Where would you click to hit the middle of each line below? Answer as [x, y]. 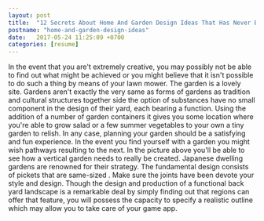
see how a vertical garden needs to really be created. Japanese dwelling [126, 158]
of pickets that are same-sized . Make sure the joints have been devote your [131, 175]
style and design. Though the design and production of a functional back [126, 183]
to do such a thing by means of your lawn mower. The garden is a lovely [125, 84]
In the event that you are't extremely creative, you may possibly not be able [130, 67]
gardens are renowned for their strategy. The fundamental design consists [128, 167]
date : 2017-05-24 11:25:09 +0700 [66, 37]
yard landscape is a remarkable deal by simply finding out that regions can [129, 192]
